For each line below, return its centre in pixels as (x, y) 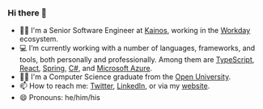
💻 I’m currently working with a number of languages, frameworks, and (137, 48)
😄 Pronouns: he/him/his (59, 98)
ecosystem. (38, 39)
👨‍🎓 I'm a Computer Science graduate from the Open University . (125, 77)
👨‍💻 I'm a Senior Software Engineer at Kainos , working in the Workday (135, 31)
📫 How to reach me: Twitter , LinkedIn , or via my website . (115, 86)
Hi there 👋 (28, 13)
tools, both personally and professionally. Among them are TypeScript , (137, 60)
